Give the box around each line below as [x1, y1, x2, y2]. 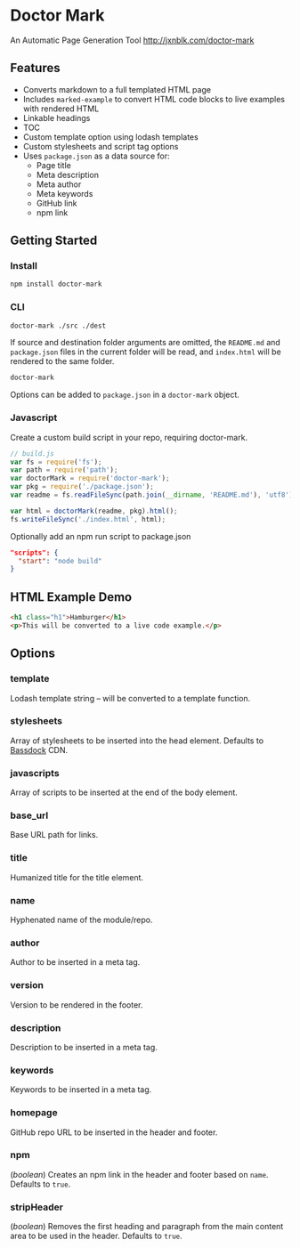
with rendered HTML [22, 103, 100, 114]
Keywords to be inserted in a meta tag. [10, 1084, 152, 1095]
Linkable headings [22, 112, 91, 123]
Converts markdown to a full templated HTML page [22, 84, 212, 94]
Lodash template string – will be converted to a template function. [10, 693, 251, 703]
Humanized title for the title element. [10, 871, 144, 882]
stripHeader [10, 1201, 63, 1213]
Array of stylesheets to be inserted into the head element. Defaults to [10, 735, 264, 746]
